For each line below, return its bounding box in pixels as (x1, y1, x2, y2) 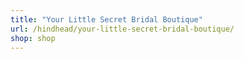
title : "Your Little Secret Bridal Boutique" (10, 14, 203, 25)
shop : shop (10, 33, 56, 43)
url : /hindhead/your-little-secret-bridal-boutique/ (10, 24, 235, 34)
